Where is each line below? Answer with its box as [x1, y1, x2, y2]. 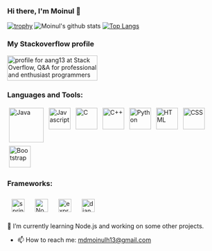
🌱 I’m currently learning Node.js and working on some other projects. [7, 222, 204, 230]
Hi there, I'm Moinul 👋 [7, 6, 81, 16]
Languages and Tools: [7, 90, 83, 100]
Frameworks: [7, 178, 53, 188]
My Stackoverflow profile [7, 39, 95, 49]
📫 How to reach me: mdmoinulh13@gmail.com [17, 236, 151, 244]
